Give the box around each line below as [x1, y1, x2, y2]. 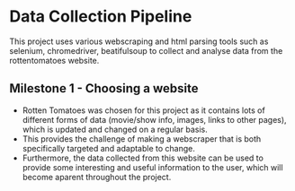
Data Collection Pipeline [9, 6, 192, 27]
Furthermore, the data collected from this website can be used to [22, 152, 264, 163]
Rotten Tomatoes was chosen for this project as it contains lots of [22, 105, 265, 116]
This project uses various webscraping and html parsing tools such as [9, 36, 269, 47]
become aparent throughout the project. [22, 171, 172, 182]
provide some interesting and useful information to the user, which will [22, 161, 283, 172]
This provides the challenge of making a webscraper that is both [22, 133, 262, 144]
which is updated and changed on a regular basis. [22, 124, 209, 135]
